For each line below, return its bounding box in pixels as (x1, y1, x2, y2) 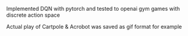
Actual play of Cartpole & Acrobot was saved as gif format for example (6, 23, 183, 30)
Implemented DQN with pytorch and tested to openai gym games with (6, 5, 180, 12)
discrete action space (6, 11, 60, 19)
